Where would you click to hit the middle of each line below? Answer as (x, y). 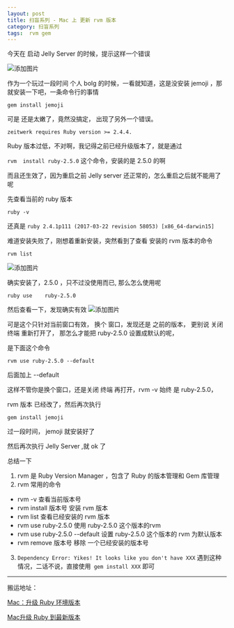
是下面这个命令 (29, 348)
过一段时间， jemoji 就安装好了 (51, 432)
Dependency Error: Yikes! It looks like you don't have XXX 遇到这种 (119, 558)
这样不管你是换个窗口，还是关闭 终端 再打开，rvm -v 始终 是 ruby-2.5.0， (112, 390)
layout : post (26, 14)
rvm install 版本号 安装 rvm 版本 (63, 508)
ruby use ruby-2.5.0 (42, 296)
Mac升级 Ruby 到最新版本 (44, 618)
